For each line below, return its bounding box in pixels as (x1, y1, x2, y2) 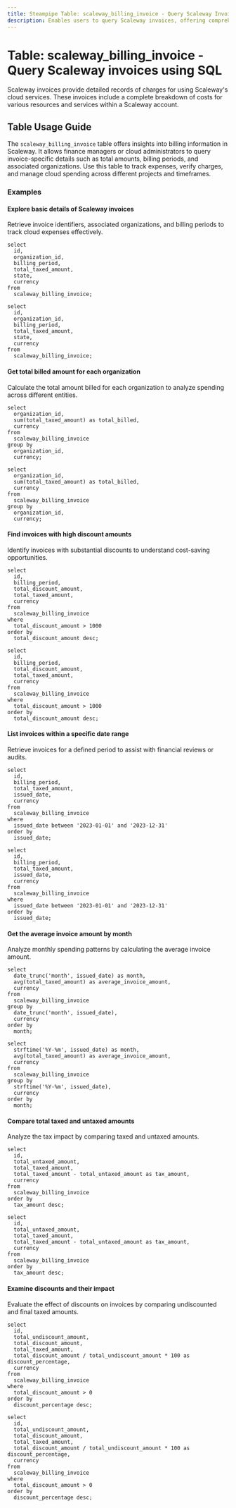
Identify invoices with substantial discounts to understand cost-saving (7, 546, 211, 554)
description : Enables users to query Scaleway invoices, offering (7, 17, 206, 24)
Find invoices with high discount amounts (7, 530, 132, 539)
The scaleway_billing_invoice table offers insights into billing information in (7, 140, 228, 148)
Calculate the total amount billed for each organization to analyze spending (7, 383, 225, 391)
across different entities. (7, 391, 78, 399)
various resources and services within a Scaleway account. (7, 100, 179, 109)
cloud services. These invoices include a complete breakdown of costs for (7, 93, 223, 102)
